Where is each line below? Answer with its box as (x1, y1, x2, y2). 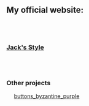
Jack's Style (6, 43, 44, 51)
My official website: (6, 5, 84, 15)
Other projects (6, 79, 51, 88)
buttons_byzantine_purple (14, 93, 80, 100)
